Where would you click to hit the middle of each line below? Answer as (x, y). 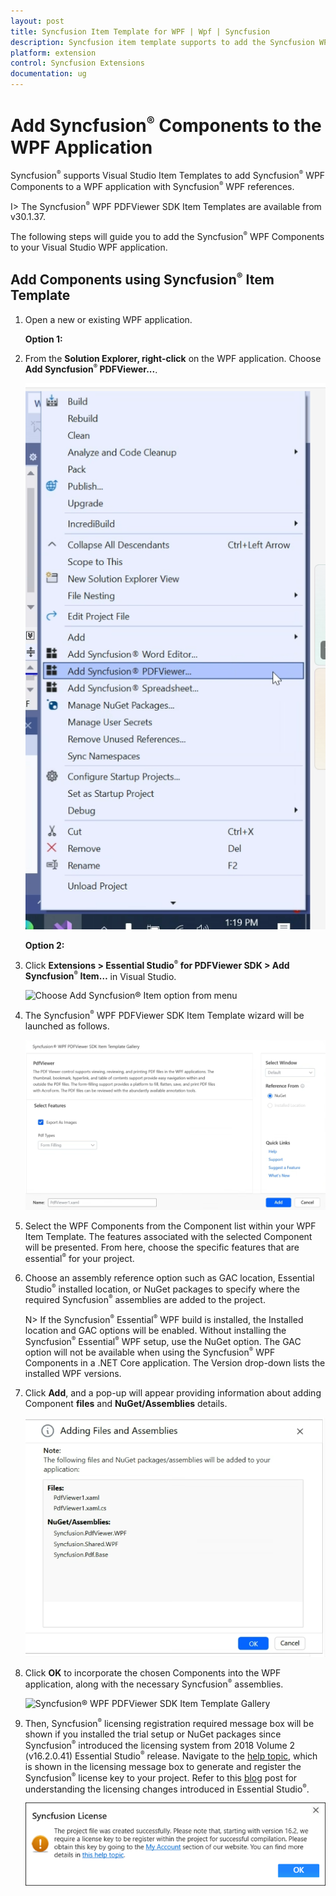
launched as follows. (67, 1026)
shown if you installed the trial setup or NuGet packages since (153, 1734)
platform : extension (53, 53)
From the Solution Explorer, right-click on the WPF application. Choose (173, 358)
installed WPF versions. (73, 1373)
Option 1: (43, 339)
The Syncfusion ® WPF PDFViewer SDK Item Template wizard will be (164, 1015)
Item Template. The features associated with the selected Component (168, 1236)
